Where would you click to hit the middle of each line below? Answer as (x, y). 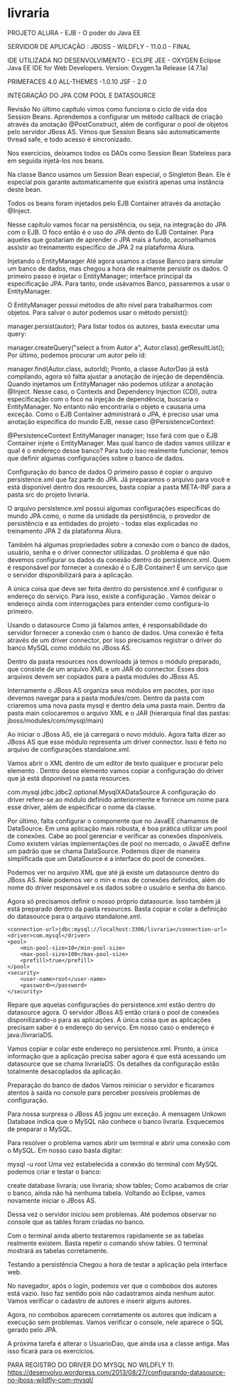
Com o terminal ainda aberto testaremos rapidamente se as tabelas (106, 1235)
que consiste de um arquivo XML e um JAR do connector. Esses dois (108, 669)
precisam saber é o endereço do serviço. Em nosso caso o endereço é (111, 1027)
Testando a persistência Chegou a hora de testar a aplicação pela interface (118, 1264)
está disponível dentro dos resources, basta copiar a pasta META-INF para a (119, 487)
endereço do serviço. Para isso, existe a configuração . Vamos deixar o (112, 596)
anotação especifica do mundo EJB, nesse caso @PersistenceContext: (111, 421)
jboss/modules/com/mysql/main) (56, 720)
